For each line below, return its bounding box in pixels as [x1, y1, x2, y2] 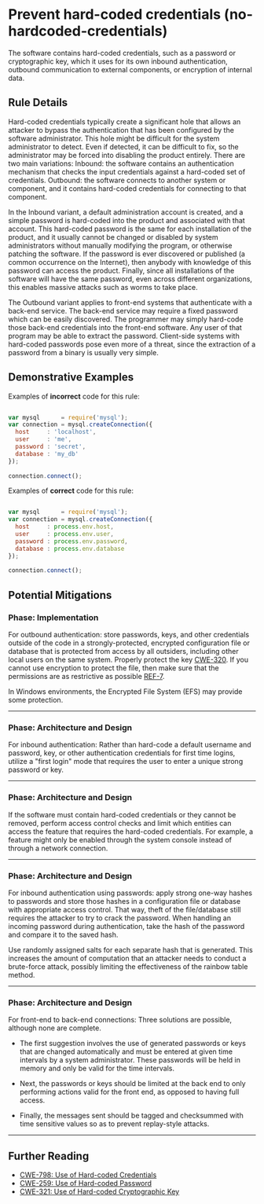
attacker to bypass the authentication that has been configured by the [8, 125, 234, 134]
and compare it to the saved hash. [8, 930, 119, 939]
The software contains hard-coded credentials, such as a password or [8, 48, 236, 57]
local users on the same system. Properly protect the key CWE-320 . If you [8, 655, 249, 664]
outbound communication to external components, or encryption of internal [8, 64, 253, 74]
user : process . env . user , [15, 530, 114, 538]
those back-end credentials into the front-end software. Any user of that [8, 322, 242, 332]
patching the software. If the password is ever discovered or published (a [8, 249, 246, 259]
